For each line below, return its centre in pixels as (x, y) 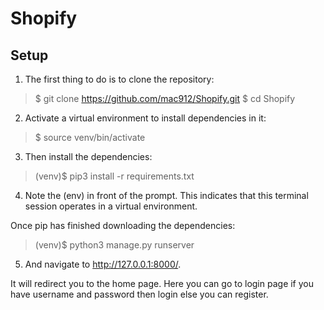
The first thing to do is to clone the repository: (119, 79)
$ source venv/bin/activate (90, 137)
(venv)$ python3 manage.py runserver (114, 245)
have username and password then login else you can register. (139, 294)
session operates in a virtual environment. (111, 206)
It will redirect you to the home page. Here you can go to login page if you (162, 283)
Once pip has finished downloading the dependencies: (123, 225)
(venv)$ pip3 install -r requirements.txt (114, 176)
